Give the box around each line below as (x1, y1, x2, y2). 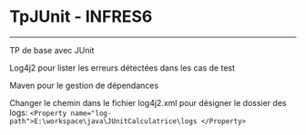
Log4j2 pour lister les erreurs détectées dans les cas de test (9, 62, 235, 73)
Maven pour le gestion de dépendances (9, 80, 159, 91)
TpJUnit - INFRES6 (9, 6, 153, 27)
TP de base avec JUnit (9, 44, 95, 55)
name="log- (70, 109, 112, 118)
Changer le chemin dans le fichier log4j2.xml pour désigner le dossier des (9, 97, 287, 108)
